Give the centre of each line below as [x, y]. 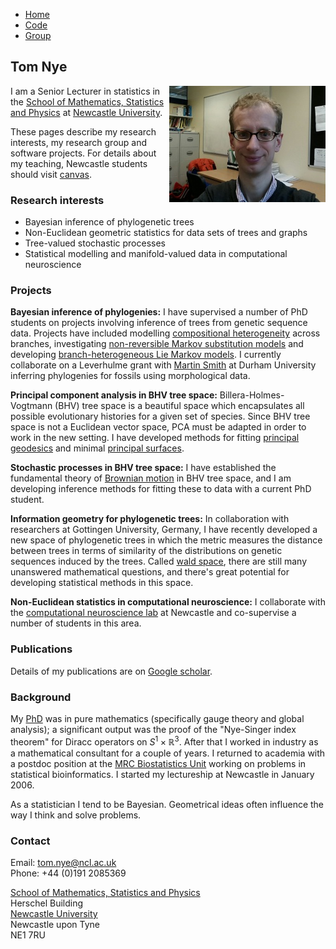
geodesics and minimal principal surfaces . [97, 448]
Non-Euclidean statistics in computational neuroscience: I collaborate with [168, 602]
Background [41, 697]
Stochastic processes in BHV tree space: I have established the [143, 468]
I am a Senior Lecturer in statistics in [85, 91]
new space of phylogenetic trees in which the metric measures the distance [166, 540]
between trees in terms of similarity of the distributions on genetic [146, 551]
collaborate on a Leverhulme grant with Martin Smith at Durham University [163, 365]
